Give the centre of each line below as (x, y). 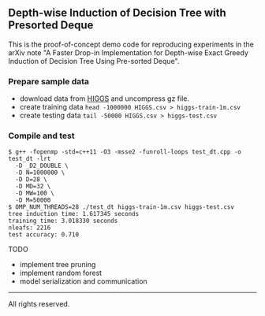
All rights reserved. (39, 304)
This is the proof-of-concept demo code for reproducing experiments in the (131, 44)
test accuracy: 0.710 (44, 235)
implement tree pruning (58, 265)
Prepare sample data (49, 81)
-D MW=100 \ (35, 193)
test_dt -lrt (30, 159)
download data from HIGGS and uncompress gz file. (104, 99)
